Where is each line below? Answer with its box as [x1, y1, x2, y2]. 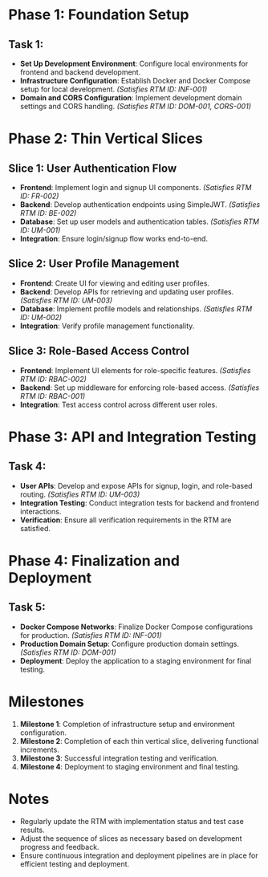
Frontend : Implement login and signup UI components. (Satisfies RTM [19, 183, 252, 192]
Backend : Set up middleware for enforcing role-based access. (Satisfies [19, 383, 260, 392]
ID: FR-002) [19, 191, 59, 201]
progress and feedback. [19, 842, 99, 851]
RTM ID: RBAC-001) [19, 391, 86, 400]
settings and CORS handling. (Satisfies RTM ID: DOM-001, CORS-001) [19, 102, 251, 111]
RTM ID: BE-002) [19, 209, 77, 217]
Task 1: [8, 38, 44, 51]
